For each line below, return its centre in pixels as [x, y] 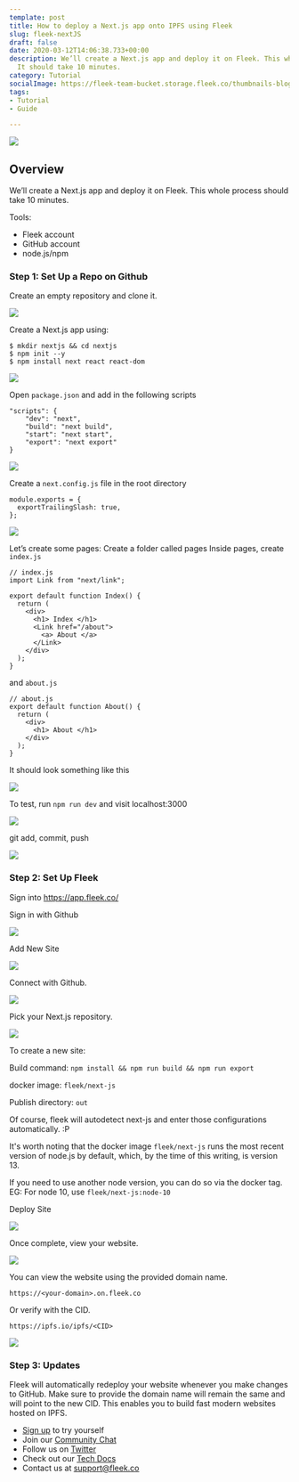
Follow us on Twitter [59, 1449]
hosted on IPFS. [38, 1413]
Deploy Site [30, 1209]
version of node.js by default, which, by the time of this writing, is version [144, 1155]
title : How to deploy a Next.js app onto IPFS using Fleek [121, 26]
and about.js [33, 683]
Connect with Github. [48, 982]
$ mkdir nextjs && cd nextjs [63, 346]
